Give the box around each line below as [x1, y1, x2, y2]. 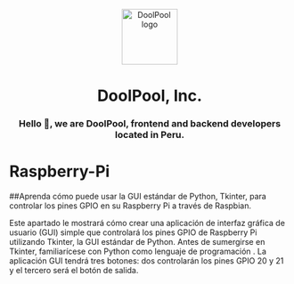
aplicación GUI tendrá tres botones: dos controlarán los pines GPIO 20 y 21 [9, 256, 284, 266]
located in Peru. [114, 129, 185, 142]
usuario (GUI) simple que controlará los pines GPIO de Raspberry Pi [9, 227, 257, 238]
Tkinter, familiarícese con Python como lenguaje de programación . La [9, 246, 267, 257]
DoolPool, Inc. [96, 85, 203, 106]
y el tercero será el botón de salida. [9, 265, 139, 276]
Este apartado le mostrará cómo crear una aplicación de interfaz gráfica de [9, 218, 285, 229]
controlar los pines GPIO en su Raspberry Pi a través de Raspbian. [9, 200, 252, 211]
